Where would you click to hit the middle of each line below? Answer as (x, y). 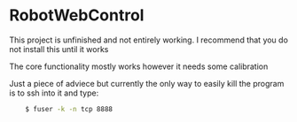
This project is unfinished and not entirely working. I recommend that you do (148, 40)
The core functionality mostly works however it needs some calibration (139, 66)
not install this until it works (59, 49)
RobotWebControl (77, 15)
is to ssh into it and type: (54, 93)
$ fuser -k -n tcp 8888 (69, 109)
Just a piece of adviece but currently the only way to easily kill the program (147, 83)
